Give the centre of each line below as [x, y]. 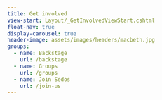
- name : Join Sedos [42, 79]
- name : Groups [36, 66]
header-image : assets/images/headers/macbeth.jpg [81, 40]
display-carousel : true [42, 33]
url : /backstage [44, 60]
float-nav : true [31, 27]
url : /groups [39, 73]
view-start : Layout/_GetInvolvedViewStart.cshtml [81, 20]
